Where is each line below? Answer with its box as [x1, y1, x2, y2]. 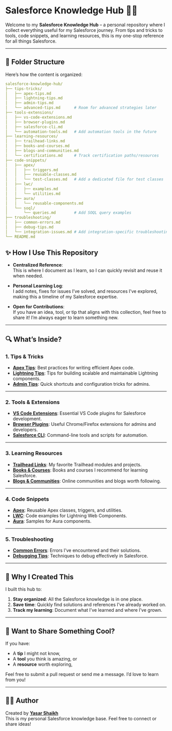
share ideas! [5, 721, 32, 727]
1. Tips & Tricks [5, 353, 44, 360]
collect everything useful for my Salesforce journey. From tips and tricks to [5, 27, 163, 33]
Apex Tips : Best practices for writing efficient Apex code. [12, 365, 135, 371]
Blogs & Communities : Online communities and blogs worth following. [12, 478, 161, 484]
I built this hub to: [5, 586, 42, 592]
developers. [12, 426, 38, 433]
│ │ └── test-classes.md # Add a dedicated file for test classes [5, 177, 164, 182]
